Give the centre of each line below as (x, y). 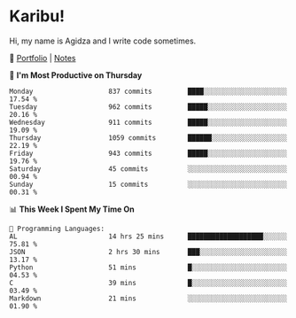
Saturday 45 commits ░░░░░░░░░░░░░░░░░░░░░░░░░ (148, 169)
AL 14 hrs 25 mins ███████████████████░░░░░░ (148, 237)
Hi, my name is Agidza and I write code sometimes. (103, 41)
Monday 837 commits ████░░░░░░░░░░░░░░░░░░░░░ (148, 91)
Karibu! (37, 16)
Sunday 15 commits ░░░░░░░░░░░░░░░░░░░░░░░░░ (148, 184)
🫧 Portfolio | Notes (43, 58)
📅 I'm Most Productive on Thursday (76, 75)
